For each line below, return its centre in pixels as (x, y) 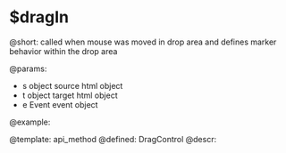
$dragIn (39, 17)
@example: (30, 122)
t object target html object (70, 95)
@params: (28, 68)
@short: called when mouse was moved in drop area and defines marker (143, 42)
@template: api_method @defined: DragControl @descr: (113, 139)
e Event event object (60, 104)
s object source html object (72, 85)
